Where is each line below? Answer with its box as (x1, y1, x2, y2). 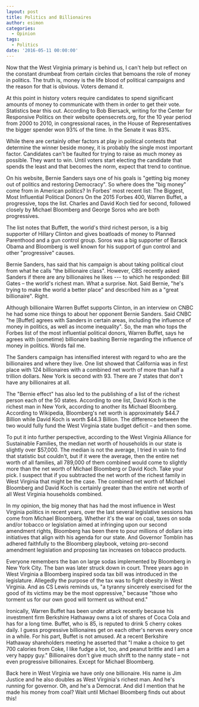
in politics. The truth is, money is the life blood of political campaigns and (6, 76, 185, 83)
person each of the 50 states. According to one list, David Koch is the (6, 397, 176, 404)
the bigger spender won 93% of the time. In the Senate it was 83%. (6, 126, 171, 133)
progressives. (6, 212, 40, 219)
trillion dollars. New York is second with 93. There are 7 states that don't (6, 372, 183, 379)
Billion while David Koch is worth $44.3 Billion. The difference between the (6, 415, 189, 423)
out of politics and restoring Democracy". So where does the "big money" (6, 180, 187, 188)
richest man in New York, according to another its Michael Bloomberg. (6, 403, 178, 410)
